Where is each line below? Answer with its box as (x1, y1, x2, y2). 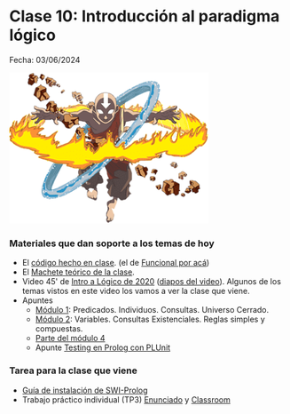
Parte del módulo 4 (35, 333, 106, 344)
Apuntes (21, 295, 53, 306)
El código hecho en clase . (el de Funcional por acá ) (21, 258, 210, 268)
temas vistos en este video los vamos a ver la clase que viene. (21, 286, 250, 297)
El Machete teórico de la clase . (21, 267, 135, 277)
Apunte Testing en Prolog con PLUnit (35, 342, 171, 353)
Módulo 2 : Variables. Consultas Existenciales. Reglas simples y (35, 314, 266, 325)
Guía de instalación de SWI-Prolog (21, 385, 148, 395)
